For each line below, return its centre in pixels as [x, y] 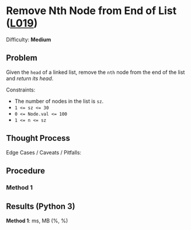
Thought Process [38, 138]
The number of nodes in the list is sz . [59, 101]
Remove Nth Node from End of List [91, 11]
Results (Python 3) [41, 207]
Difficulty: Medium [29, 39]
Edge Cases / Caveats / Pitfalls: [44, 152]
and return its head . [30, 78]
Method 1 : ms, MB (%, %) [37, 221]
